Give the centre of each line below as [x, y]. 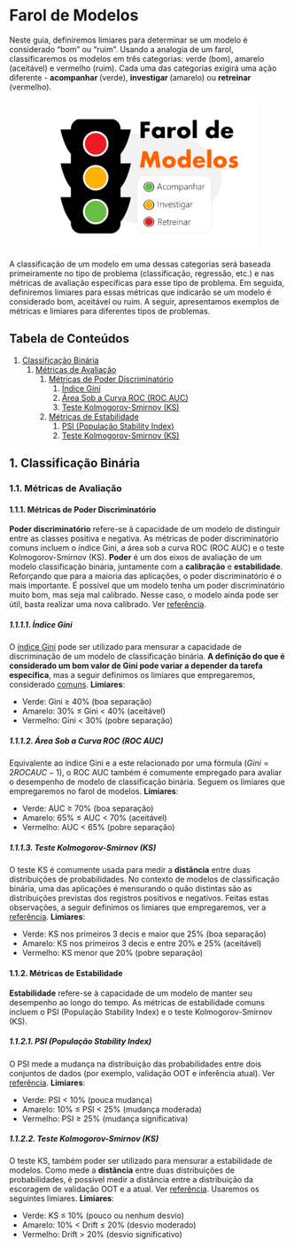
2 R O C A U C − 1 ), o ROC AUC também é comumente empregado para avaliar [145, 773]
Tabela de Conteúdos [70, 339]
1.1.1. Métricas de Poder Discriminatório [83, 509]
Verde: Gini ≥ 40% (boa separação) [87, 702]
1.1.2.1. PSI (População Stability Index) [81, 1042]
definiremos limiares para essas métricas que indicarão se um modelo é [140, 292]
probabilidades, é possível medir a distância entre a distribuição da [132, 1180]
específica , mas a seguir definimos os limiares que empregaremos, [132, 675]
